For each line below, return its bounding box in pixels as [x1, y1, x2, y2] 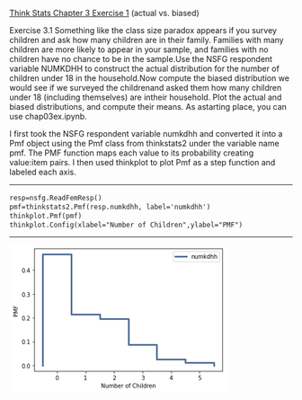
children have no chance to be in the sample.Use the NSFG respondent [9, 54, 272, 64]
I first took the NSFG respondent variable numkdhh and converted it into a [9, 129, 283, 138]
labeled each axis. [9, 166, 76, 177]
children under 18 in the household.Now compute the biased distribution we [9, 73, 290, 84]
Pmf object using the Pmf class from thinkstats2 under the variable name [9, 138, 280, 148]
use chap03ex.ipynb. [9, 111, 87, 121]
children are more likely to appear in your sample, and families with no [9, 44, 269, 55]
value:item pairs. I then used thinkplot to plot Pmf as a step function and [9, 157, 276, 167]
